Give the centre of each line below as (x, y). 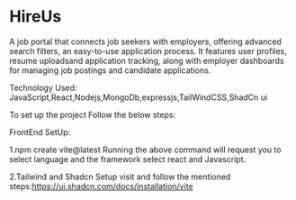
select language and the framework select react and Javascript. (128, 159)
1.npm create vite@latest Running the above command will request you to (145, 150)
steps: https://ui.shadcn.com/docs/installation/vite (101, 186)
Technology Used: (43, 87)
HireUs (36, 17)
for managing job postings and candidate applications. (110, 70)
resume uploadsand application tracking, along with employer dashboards (147, 60)
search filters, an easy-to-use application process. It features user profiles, (148, 50)
